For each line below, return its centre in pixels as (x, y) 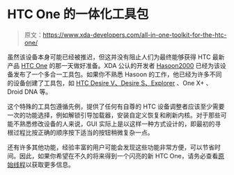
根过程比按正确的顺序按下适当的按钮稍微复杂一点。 (80, 132)
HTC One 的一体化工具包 (78, 14)
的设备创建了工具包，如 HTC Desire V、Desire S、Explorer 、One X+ (106, 83)
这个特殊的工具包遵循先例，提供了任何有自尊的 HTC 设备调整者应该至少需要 (116, 106)
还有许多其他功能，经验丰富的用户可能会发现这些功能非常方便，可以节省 (111, 147)
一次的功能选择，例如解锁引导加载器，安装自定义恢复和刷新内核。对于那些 (114, 115)
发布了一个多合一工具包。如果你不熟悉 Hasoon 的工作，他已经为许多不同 (117, 74)
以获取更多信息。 (50, 165)
